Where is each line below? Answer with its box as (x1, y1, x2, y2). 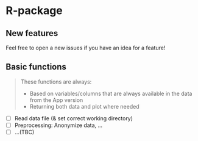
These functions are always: (20, 78, 92, 85)
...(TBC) (14, 128, 35, 136)
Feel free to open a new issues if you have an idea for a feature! (5, 44, 166, 51)
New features (5, 28, 58, 38)
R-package (5, 4, 63, 18)
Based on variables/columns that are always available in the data (29, 90, 193, 97)
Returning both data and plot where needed (29, 103, 140, 110)
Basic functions (5, 62, 66, 72)
